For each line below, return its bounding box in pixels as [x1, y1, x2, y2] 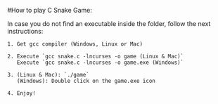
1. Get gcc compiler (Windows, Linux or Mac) [7, 41, 143, 48]
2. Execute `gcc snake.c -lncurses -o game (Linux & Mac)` [7, 53, 184, 60]
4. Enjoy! [7, 90, 37, 97]
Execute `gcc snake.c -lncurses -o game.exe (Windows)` [16, 59, 184, 66]
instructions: [7, 27, 44, 35]
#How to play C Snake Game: [7, 6, 93, 14]
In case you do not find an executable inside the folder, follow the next [7, 20, 211, 27]
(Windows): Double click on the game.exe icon [16, 77, 156, 84]
